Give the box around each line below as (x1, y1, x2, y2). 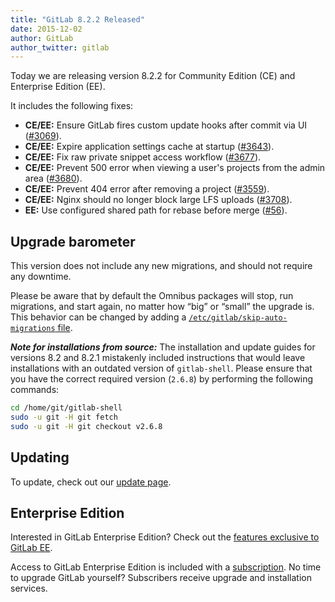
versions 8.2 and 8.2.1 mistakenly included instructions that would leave (10, 352, 306, 364)
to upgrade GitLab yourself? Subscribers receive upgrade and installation (10, 572, 312, 584)
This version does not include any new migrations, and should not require (10, 260, 313, 272)
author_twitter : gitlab (10, 42, 110, 53)
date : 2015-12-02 (10, 24, 83, 34)
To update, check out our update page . (10, 476, 172, 488)
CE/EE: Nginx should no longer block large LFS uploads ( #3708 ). (24, 194, 293, 206)
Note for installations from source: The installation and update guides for (10, 341, 316, 353)
